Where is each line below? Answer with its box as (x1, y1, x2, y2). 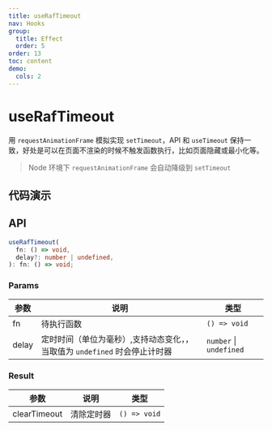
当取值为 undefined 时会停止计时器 (40, 346, 172, 357)
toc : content (8, 58, 53, 66)
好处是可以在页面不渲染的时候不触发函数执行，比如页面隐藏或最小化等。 (22, 145, 264, 155)
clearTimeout (12, 407, 63, 419)
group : (8, 27, 31, 35)
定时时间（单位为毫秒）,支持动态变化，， (40, 334, 194, 345)
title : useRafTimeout (8, 11, 82, 20)
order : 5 (15, 42, 45, 50)
